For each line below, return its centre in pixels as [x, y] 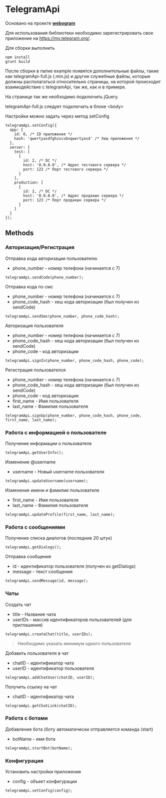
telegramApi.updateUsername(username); [47, 481]
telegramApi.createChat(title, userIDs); [49, 634]
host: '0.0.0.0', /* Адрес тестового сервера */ [75, 165]
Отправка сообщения [28, 557]
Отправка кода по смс [29, 286]
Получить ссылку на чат [31, 686]
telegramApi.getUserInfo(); [34, 453]
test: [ [22, 152]
